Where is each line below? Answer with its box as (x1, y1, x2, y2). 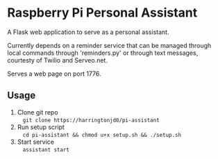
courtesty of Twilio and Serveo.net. (7, 56, 108, 64)
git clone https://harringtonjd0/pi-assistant (22, 117, 160, 124)
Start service (17, 137, 54, 146)
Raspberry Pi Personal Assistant (7, 5, 198, 21)
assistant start (22, 146, 69, 153)
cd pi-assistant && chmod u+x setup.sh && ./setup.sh (22, 131, 182, 138)
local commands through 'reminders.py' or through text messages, (7, 49, 199, 57)
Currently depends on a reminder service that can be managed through (7, 41, 212, 49)
